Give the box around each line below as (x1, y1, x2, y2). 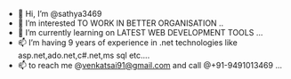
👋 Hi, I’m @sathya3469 (17, 9, 102, 19)
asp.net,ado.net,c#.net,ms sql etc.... (17, 50, 150, 60)
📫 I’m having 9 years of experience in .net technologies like (17, 37, 238, 48)
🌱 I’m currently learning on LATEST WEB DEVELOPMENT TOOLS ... (17, 28, 263, 37)
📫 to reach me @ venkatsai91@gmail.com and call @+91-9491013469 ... (17, 60, 283, 70)
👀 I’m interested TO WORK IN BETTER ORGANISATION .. (17, 18, 224, 28)
